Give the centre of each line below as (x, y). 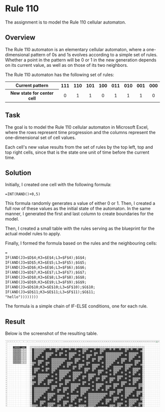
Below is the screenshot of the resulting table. (52, 333)
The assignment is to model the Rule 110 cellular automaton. (66, 22)
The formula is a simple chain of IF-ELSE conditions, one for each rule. (77, 306)
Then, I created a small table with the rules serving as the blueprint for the (80, 228)
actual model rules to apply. (33, 234)
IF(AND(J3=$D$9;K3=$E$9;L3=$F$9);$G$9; (46, 282)
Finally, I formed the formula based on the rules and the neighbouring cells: (81, 243)
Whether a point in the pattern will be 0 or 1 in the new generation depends (81, 60)
